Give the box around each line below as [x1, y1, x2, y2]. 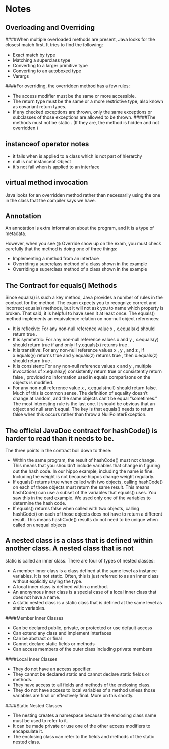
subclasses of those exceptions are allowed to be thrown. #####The [12, 114, 156, 120]
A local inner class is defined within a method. [12, 583, 108, 589]
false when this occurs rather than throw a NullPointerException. [12, 411, 147, 417]
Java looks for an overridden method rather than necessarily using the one [5, 192, 160, 198]
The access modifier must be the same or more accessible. [12, 93, 136, 99]
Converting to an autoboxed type [12, 68, 82, 74]
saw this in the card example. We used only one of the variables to [12, 495, 151, 501]
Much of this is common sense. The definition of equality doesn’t [12, 390, 148, 396]
